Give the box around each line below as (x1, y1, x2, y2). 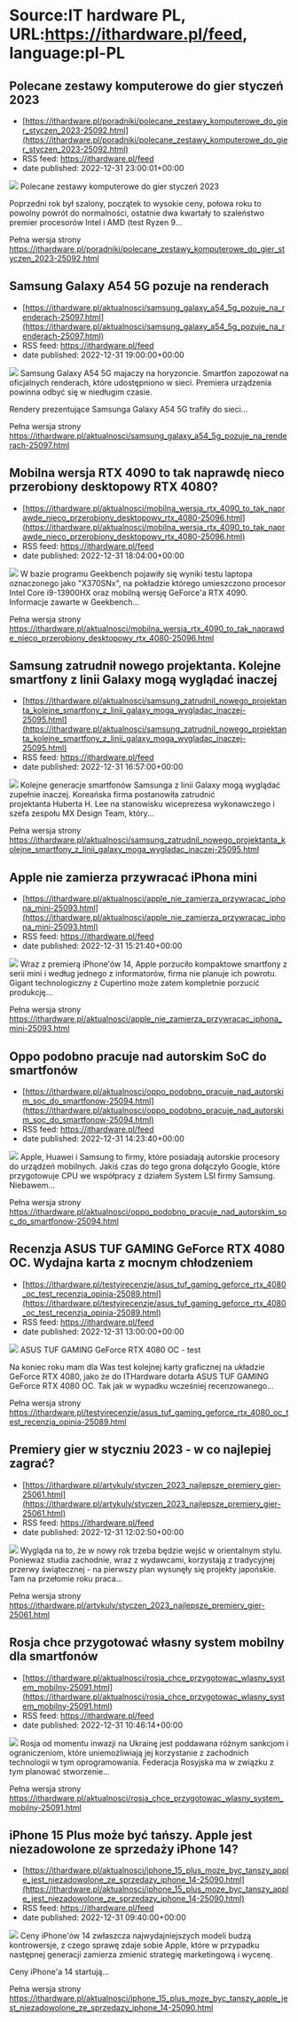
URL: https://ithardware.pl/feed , (9, 24, 248, 44)
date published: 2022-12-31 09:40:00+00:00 (21, 1912, 186, 1923)
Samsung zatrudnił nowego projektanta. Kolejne (9, 658, 281, 674)
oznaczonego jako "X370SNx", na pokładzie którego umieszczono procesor (9, 577, 286, 588)
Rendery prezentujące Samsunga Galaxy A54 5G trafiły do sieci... (9, 404, 248, 414)
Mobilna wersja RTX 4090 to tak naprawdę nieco (9, 466, 286, 481)
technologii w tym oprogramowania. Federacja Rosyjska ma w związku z (9, 1757, 275, 1767)
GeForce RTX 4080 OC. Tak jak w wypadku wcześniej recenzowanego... (9, 1380, 275, 1391)
